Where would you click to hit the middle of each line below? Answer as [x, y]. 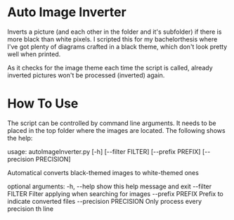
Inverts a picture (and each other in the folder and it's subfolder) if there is [115, 32]
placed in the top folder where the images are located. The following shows [117, 130]
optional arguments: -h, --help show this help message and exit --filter [110, 186]
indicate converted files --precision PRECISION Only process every [105, 201]
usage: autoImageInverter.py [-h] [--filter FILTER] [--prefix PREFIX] [104, 151]
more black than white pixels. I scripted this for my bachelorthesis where [112, 39]
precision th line [31, 209]
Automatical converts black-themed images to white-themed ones [103, 172]
